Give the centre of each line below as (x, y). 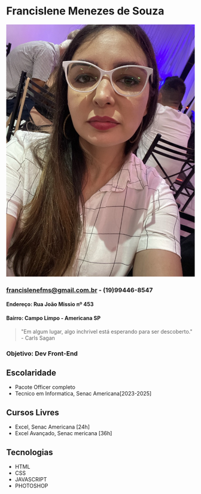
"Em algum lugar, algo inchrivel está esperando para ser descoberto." (106, 331)
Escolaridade (31, 372)
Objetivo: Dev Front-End (42, 354)
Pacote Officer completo (45, 387)
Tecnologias (30, 452)
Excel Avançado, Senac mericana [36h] (63, 433)
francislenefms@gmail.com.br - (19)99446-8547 (80, 290)
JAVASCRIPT (31, 480)
